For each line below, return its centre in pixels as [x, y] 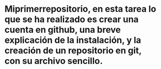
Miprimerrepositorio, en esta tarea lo [80, 9]
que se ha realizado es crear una [72, 19]
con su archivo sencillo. [54, 61]
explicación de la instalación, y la [73, 40]
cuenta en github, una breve [63, 30]
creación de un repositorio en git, [73, 51]
